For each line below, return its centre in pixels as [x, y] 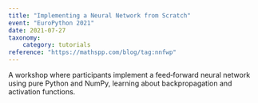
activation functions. [42, 92]
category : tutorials [57, 45]
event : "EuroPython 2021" [51, 23]
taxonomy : [25, 38]
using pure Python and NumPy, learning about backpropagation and [120, 83]
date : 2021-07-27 [37, 30]
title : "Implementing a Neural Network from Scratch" [100, 15]
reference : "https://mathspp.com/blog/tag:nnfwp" [93, 52]
